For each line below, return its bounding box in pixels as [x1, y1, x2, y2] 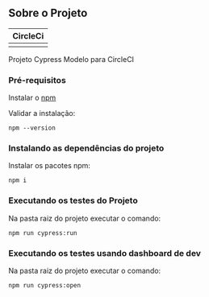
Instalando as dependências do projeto [8, 142, 165, 154]
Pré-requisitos [8, 74, 66, 85]
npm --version [8, 124, 56, 132]
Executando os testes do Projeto [8, 195, 139, 206]
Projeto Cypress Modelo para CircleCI [8, 54, 135, 64]
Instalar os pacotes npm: [8, 161, 91, 171]
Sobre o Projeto [8, 6, 88, 20]
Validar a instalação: [8, 109, 76, 118]
